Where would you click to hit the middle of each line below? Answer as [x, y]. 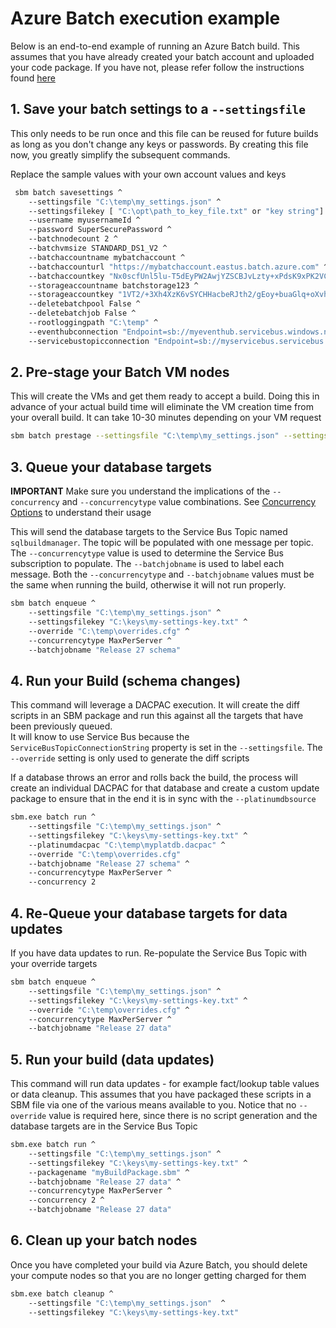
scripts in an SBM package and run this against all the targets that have [157, 716]
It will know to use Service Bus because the [100, 737]
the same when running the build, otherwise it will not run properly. [148, 585]
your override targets [54, 963]
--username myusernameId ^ [84, 220]
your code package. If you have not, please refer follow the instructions [157, 67]
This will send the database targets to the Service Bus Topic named [149, 532]
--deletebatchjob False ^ [82, 313]
